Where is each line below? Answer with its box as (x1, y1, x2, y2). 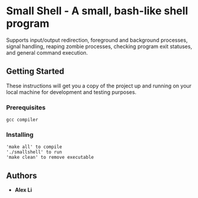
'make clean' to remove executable (6, 155, 94, 161)
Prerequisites (6, 103, 46, 111)
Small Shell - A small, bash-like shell (6, 4, 189, 18)
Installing (6, 130, 34, 139)
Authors (6, 171, 37, 181)
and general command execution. (6, 49, 88, 56)
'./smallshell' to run (6, 149, 62, 155)
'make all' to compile (6, 144, 62, 150)
